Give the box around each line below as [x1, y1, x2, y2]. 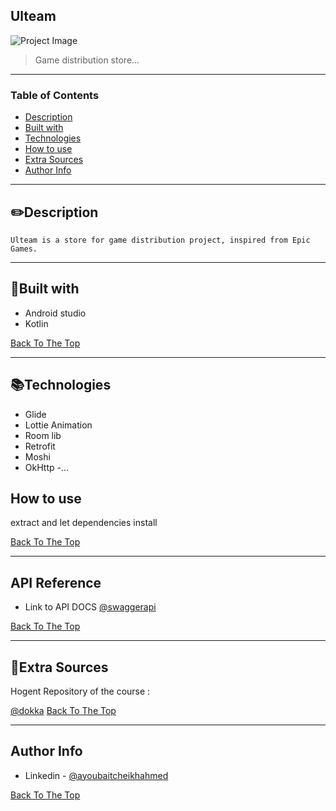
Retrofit [24, 440, 56, 452]
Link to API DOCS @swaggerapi [24, 601, 157, 613]
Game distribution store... [34, 54, 140, 66]
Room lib [24, 429, 62, 441]
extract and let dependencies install [10, 517, 158, 529]
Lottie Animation [24, 419, 93, 431]
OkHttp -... [24, 461, 70, 473]
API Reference [10, 574, 102, 591]
